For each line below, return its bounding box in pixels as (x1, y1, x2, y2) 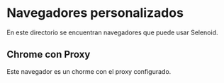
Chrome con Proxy (6, 49, 91, 60)
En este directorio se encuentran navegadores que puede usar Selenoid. (6, 28, 218, 37)
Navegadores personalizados (6, 5, 184, 21)
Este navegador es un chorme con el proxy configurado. (6, 67, 172, 75)
